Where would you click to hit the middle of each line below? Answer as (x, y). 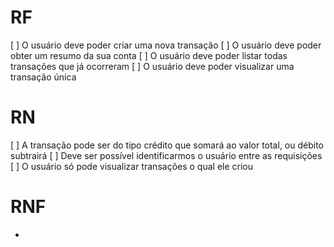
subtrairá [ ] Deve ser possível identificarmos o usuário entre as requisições (166, 155)
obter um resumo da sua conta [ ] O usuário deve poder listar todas (149, 55)
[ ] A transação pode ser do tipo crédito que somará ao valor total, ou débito (167, 145)
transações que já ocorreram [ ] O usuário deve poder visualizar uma (152, 66)
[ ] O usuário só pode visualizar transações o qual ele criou (132, 166)
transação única (43, 77)
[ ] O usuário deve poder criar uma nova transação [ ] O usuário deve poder (166, 45)
